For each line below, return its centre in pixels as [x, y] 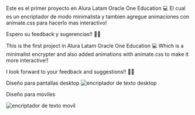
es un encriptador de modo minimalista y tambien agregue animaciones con [98, 17]
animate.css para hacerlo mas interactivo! [57, 23]
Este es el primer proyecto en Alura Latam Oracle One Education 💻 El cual [96, 8]
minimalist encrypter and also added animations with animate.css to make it [97, 54]
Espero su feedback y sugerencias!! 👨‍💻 [54, 34]
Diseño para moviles [31, 94]
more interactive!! [27, 60]
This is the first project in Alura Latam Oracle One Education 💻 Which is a [95, 46]
